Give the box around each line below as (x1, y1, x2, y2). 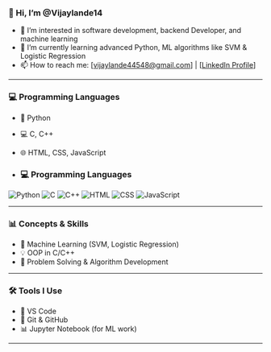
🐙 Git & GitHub (19, 315, 69, 325)
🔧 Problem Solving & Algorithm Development (19, 257, 169, 267)
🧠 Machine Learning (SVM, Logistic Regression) (19, 239, 180, 249)
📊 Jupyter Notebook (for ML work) (19, 324, 137, 333)
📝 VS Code (19, 306, 56, 317)
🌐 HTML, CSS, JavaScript (19, 147, 106, 157)
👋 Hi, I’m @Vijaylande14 (8, 7, 103, 19)
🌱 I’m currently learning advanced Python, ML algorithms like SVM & (19, 43, 248, 52)
